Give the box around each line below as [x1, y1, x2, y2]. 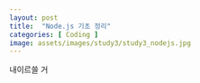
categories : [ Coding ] [9, 30, 99, 39]
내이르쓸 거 [9, 64, 49, 75]
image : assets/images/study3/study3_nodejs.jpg [9, 38, 192, 48]
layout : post [9, 13, 59, 23]
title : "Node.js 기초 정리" [9, 22, 111, 31]
